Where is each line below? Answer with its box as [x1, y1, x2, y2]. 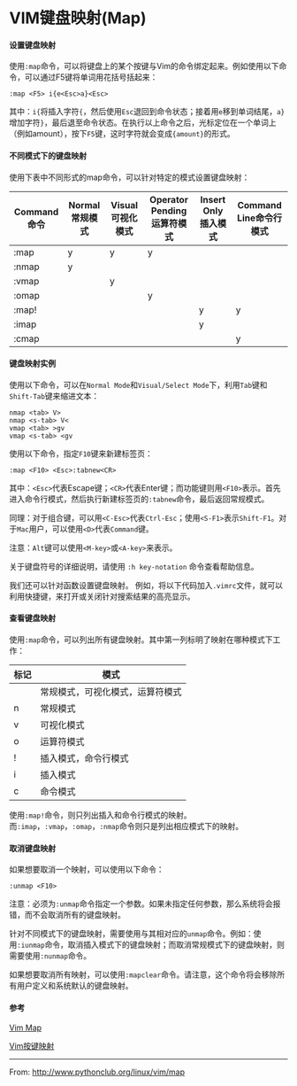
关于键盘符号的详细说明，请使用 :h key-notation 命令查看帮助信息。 [9, 561, 259, 571]
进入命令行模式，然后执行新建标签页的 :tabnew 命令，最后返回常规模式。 [9, 493, 270, 504]
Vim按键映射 [9, 1041, 55, 1051]
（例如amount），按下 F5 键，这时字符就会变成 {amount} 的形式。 [9, 128, 236, 139]
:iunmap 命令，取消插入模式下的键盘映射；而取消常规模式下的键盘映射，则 [17, 940, 286, 950]
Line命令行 [237, 212, 283, 224]
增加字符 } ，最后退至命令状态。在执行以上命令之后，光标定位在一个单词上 [9, 117, 277, 128]
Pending [150, 205, 187, 217]
